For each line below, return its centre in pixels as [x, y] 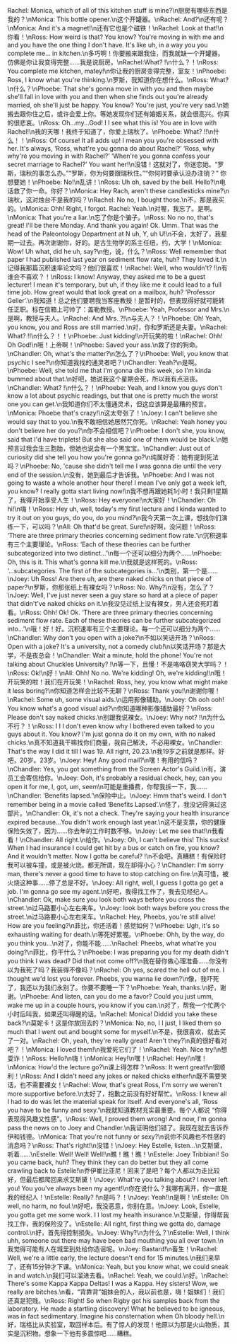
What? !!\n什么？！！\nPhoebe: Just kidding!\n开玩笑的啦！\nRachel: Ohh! [115, 336]
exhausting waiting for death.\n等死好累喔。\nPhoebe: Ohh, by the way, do [116, 934]
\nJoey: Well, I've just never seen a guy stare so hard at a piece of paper [113, 595]
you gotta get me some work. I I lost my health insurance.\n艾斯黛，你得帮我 [118, 1215]
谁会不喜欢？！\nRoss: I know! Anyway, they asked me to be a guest [107, 277]
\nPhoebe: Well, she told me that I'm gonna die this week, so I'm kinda [109, 371]
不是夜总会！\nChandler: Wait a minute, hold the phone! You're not [116, 655]
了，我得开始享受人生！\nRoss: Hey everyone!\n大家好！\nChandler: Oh [112, 500]
